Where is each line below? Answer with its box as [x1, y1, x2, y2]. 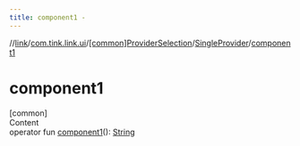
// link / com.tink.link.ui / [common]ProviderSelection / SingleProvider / [9, 37, 253, 48]
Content [9, 117, 39, 127]
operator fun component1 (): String [9, 126, 135, 137]
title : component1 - [9, 12, 87, 22]
